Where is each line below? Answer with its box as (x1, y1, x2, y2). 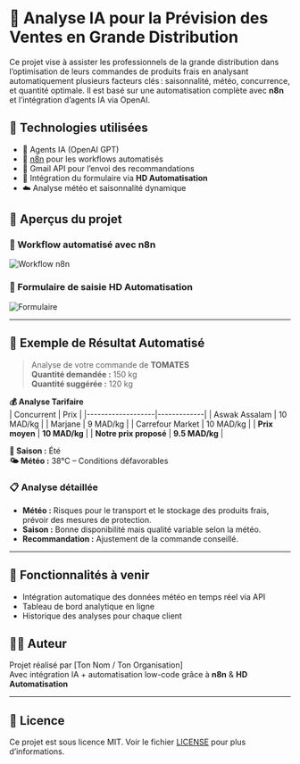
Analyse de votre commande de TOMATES (30, 359, 190, 370)
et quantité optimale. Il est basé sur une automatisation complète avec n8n (9, 85, 284, 95)
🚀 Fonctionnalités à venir (9, 568, 150, 583)
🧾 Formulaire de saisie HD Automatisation (9, 281, 194, 294)
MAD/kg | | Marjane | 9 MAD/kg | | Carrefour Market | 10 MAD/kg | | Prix (9, 419, 274, 429)
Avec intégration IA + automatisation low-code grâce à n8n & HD (9, 669, 248, 680)
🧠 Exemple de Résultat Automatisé (9, 336, 205, 351)
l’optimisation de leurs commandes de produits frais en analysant (9, 66, 249, 77)
